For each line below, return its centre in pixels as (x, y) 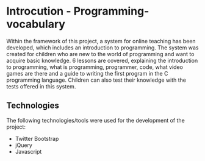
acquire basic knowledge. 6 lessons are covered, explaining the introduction (102, 60)
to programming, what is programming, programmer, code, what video (95, 67)
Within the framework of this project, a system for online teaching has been (101, 41)
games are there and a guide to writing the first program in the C (87, 73)
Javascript (28, 151)
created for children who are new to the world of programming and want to (100, 54)
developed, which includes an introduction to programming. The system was (103, 48)
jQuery (23, 145)
